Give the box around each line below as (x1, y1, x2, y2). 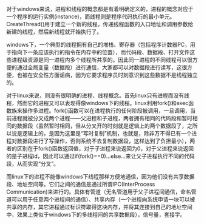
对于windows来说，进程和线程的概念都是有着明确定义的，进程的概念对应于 (6, 5, 194, 12)
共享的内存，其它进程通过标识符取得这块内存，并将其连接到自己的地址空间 (6, 203, 192, 211)
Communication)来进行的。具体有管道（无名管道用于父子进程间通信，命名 (6, 188, 191, 195)
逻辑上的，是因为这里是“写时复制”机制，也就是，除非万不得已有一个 (22, 130, 192, 137)
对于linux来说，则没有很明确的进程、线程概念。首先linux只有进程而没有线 (6, 92, 189, 99)
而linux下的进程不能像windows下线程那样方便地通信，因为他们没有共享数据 (6, 173, 195, 180)
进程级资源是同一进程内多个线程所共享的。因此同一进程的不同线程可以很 (11, 56, 192, 63)
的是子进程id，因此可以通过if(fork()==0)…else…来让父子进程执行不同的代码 (6, 152, 195, 160)
